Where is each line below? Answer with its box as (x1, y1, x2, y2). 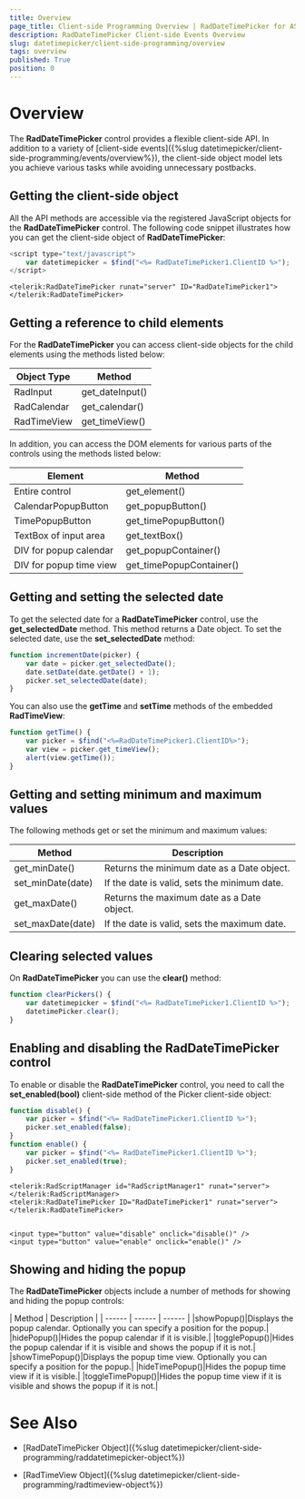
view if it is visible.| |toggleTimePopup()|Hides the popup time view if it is (9, 1371, 282, 1382)
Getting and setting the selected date (9, 589, 224, 605)
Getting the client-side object (9, 188, 179, 204)
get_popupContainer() (125, 544, 221, 557)
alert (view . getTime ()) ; (25, 753, 116, 763)
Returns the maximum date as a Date (103, 892, 261, 904)
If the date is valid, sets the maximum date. (103, 918, 286, 931)
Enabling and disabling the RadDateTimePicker (9, 1040, 280, 1056)
